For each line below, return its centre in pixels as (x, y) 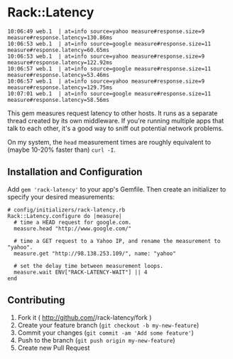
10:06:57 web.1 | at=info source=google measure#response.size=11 (109, 68)
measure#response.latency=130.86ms (60, 37)
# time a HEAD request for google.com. (73, 222)
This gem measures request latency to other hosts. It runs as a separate (113, 113)
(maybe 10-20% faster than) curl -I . (61, 150)
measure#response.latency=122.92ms (60, 62)
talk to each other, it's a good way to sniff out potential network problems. (115, 128)
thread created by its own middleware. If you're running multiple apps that (116, 120)
